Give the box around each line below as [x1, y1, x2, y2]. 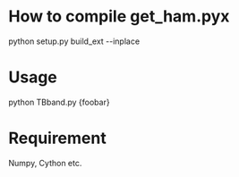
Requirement [8, 128, 107, 148]
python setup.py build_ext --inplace [8, 36, 141, 46]
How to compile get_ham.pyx [8, 6, 230, 27]
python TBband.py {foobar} [8, 97, 110, 107]
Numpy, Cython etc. [8, 157, 82, 168]
